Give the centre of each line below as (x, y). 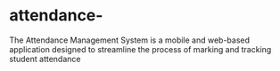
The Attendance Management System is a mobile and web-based (130, 40)
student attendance (45, 59)
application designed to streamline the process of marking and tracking (140, 49)
